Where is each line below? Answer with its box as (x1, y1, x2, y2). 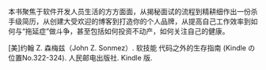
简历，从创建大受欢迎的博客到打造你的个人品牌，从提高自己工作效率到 (21, 17, 251, 26)
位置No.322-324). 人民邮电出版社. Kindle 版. (8, 53, 153, 62)
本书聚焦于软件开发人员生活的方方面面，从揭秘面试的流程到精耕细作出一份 (8, 7, 251, 16)
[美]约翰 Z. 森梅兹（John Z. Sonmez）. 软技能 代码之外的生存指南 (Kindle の (8, 43, 256, 53)
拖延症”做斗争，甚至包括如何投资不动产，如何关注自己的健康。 (25, 27, 230, 35)
